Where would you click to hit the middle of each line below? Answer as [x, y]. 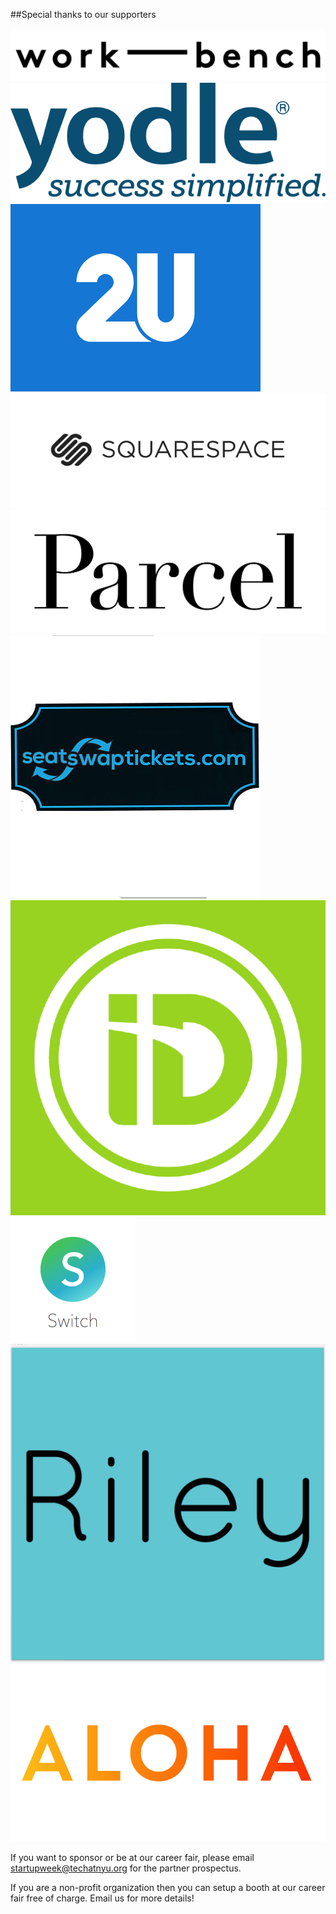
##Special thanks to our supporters [83, 14]
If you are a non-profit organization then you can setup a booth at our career [168, 1887]
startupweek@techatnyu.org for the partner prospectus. [126, 1868]
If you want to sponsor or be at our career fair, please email [132, 1857]
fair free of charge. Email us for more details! [102, 1898]
